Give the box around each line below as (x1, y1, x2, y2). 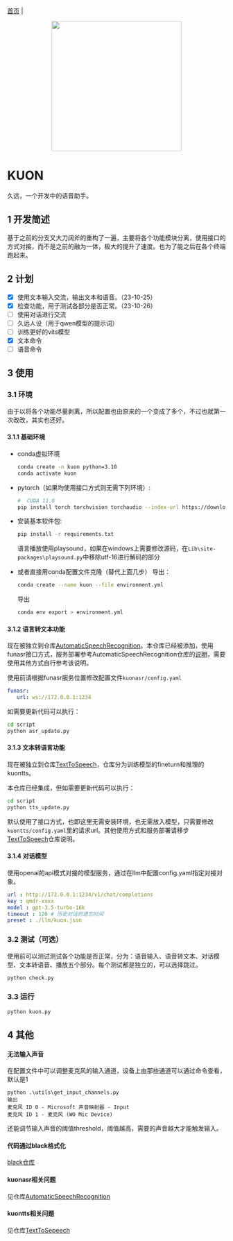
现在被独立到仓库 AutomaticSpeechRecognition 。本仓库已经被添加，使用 (7, 641, 214, 650)
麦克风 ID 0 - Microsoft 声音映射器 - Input (7, 1104, 130, 1111)
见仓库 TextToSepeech (7, 1226, 71, 1234)
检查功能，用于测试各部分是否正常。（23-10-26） (17, 301, 157, 310)
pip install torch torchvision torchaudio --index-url (17, 503, 180, 511)
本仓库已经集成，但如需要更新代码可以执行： (7, 784, 135, 792)
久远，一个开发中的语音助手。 (7, 191, 92, 200)
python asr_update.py (7, 727, 70, 734)
